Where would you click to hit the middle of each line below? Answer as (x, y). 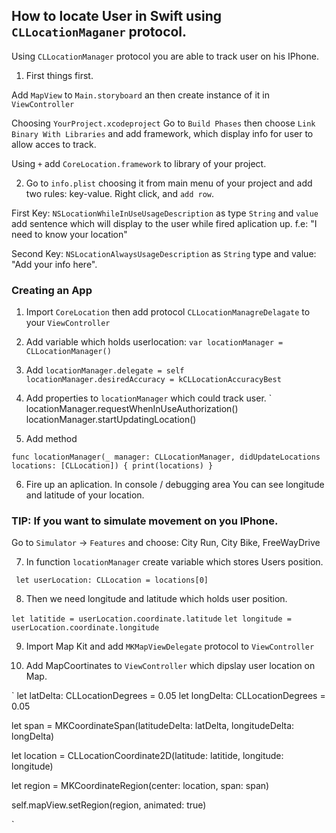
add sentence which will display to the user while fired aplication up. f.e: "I (164, 223)
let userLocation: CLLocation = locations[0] (112, 580)
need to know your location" (69, 234)
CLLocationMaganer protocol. (99, 32)
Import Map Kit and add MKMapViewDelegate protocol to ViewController (170, 646)
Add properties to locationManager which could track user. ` (149, 398)
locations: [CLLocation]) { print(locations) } (112, 466)
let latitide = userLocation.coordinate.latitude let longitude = (151, 619)
